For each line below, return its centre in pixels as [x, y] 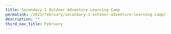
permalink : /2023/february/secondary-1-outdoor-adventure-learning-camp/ [86, 14]
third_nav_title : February [34, 24]
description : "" [23, 19]
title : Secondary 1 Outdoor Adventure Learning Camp [63, 10]
